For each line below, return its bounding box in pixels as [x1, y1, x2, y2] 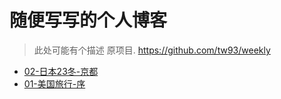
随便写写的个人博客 [9, 9, 168, 32]
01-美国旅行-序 [23, 77, 86, 90]
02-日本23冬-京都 [23, 65, 99, 77]
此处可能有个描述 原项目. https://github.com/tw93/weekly [33, 44, 271, 56]
